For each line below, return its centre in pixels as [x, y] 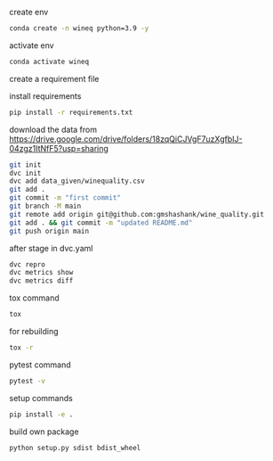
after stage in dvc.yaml [51, 248]
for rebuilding [34, 331]
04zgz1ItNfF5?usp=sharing [59, 148]
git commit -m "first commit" [65, 198]
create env [29, 12]
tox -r [21, 348]
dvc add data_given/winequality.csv [77, 181]
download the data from [53, 129]
